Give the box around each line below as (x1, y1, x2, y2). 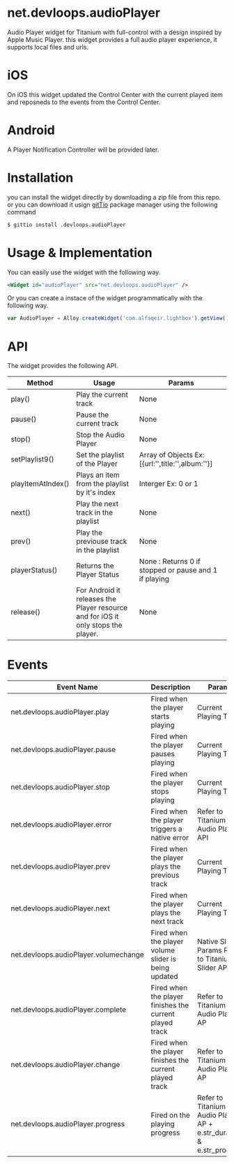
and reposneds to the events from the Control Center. (7, 98, 161, 106)
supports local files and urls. (7, 43, 89, 51)
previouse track (76, 536, 127, 546)
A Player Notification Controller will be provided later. (7, 145, 159, 154)
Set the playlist (76, 450, 125, 460)
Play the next (76, 499, 119, 509)
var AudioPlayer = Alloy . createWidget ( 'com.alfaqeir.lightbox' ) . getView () (7, 315, 229, 322)
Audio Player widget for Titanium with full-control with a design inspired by (7, 28, 222, 36)
